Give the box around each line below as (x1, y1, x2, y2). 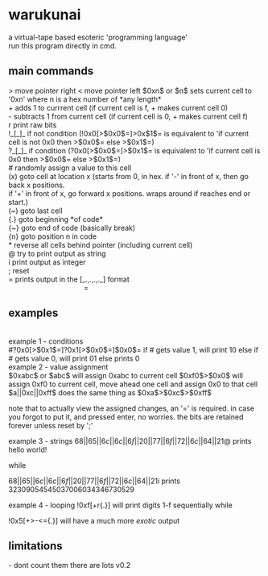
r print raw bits (8, 119, 57, 130)
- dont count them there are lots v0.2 (8, 561, 131, 570)
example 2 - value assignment (8, 361, 109, 372)
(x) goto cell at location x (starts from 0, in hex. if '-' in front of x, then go (8, 171, 249, 181)
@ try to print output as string (8, 248, 106, 258)
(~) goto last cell (8, 206, 63, 215)
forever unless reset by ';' (8, 420, 93, 430)
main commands (8, 65, 94, 78)
